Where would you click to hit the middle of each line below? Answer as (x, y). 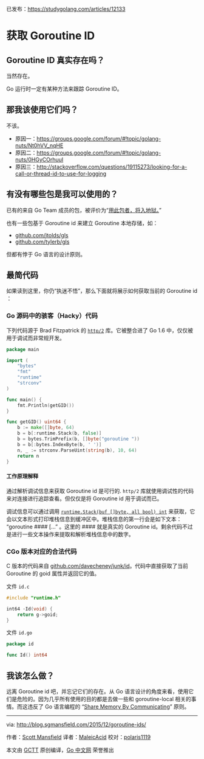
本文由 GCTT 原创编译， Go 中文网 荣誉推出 (60, 750)
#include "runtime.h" (34, 598)
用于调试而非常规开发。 (36, 338)
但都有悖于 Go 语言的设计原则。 (46, 254)
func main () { (24, 400)
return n (28, 456)
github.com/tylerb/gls (42, 242)
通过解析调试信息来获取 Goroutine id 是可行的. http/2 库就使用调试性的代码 (100, 491)
